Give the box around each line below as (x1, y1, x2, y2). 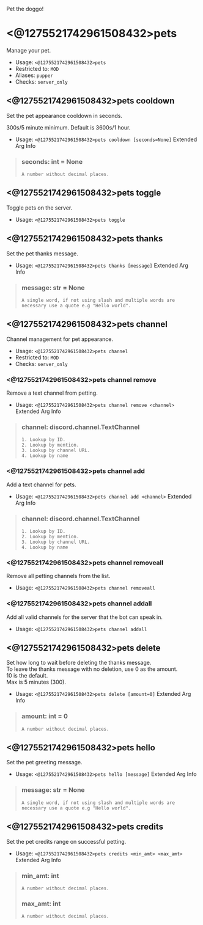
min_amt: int (21, 871, 59, 880)
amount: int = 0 (21, 712, 68, 720)
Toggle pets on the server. (6, 204, 73, 211)
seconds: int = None (21, 157, 83, 166)
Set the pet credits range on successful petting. (6, 838, 127, 845)
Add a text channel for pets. (6, 481, 76, 488)
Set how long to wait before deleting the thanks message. (6, 659, 152, 667)
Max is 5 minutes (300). (6, 678, 66, 686)
